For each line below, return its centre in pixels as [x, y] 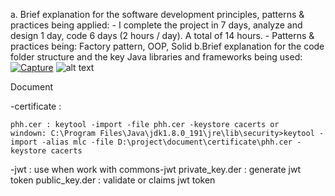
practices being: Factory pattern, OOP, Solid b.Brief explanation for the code [167, 46]
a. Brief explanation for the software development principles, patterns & [157, 14]
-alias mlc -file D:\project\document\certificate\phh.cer [167, 142]
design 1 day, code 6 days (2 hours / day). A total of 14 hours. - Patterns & [162, 35]
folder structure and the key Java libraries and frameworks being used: [156, 57]
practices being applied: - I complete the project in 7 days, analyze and [156, 25]
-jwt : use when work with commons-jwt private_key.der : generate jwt [156, 169]
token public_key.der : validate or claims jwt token [113, 180]
